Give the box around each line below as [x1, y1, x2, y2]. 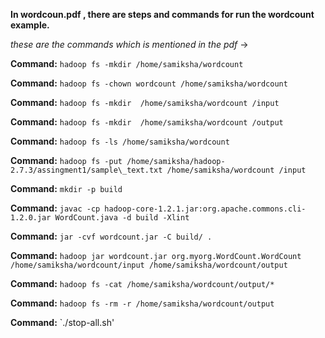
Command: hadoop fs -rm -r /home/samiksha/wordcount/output [10, 297, 275, 309]
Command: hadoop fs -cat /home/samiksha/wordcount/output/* [10, 278, 275, 289]
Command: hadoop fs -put [10, 155, 123, 166]
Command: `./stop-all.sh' [10, 317, 115, 328]
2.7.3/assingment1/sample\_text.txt [10, 165, 163, 175]
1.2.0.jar [10, 213, 52, 223]
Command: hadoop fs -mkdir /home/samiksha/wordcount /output [10, 116, 284, 128]
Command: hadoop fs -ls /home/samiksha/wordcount [10, 135, 230, 147]
